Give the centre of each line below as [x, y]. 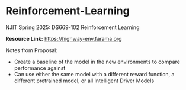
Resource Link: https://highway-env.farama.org [64, 38]
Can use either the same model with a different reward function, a [94, 74]
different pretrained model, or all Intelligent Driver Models [84, 81]
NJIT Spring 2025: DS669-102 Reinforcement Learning [73, 27]
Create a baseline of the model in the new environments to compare [97, 62]
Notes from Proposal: [31, 50]
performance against [40, 68]
